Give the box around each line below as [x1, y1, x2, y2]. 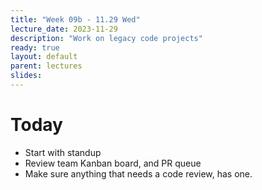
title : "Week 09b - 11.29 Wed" [10, 14, 141, 25]
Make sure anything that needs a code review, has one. [24, 167, 253, 180]
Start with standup [24, 146, 102, 158]
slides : [10, 71, 43, 81]
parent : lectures [10, 61, 83, 71]
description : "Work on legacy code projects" [10, 33, 203, 43]
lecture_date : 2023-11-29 [10, 24, 118, 34]
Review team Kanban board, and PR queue [24, 157, 202, 169]
